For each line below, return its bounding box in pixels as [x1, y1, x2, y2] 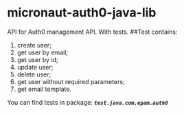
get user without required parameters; [16, 77, 125, 85]
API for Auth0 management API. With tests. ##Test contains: [7, 28, 178, 36]
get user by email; [16, 48, 69, 56]
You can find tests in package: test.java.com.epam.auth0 [7, 98, 168, 106]
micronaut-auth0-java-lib [7, 5, 157, 21]
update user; [16, 63, 54, 71]
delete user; [16, 70, 51, 79]
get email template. [16, 85, 72, 93]
